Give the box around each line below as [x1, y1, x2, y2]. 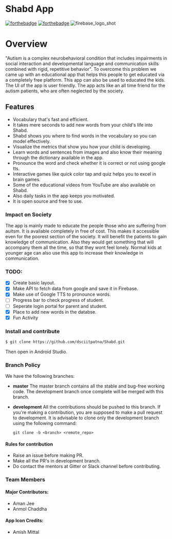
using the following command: [12, 420, 77, 427]
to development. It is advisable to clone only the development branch [12, 415, 159, 421]
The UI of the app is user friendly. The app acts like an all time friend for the [5, 82, 165, 88]
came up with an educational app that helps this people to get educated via [5, 71, 165, 78]
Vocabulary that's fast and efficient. [12, 116, 89, 122]
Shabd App [5, 3, 54, 15]
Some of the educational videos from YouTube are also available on [12, 182, 156, 188]
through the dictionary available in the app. [12, 155, 104, 161]
